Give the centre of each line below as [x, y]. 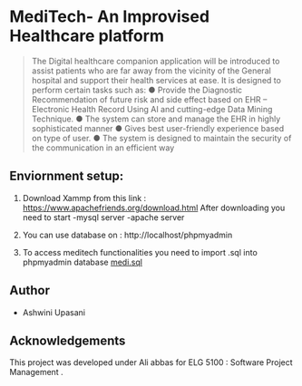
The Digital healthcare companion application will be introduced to [156, 61]
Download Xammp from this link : [84, 198]
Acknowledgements [68, 340]
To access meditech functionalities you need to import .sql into [140, 252]
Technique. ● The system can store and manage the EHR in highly [156, 119]
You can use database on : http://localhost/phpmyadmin [127, 235]
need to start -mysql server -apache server [103, 217]
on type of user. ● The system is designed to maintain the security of [161, 138]
